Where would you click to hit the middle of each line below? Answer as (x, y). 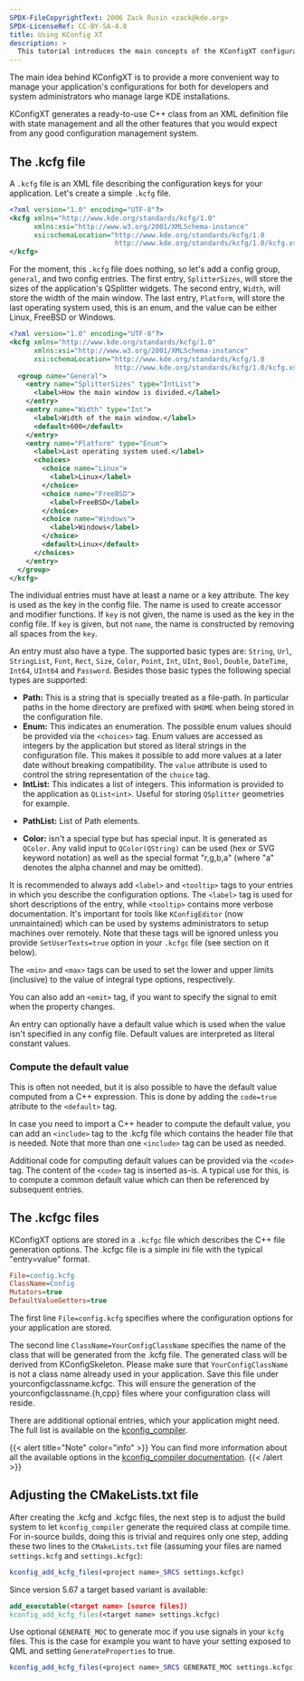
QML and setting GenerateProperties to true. (92, 1651)
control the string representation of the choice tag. (116, 774)
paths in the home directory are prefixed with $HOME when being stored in (158, 707)
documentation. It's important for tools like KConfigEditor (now (127, 914)
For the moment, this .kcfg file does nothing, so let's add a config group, (145, 269)
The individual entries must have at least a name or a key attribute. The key (149, 595)
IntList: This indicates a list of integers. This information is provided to (153, 784)
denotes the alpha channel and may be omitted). (113, 868)
